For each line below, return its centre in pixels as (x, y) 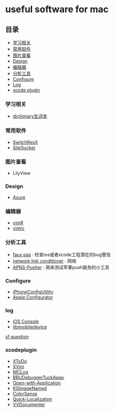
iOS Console (26, 321)
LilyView (21, 173)
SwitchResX (25, 142)
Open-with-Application (37, 382)
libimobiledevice (30, 327)
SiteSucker (24, 147)
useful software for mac (57, 9)
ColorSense (25, 394)
